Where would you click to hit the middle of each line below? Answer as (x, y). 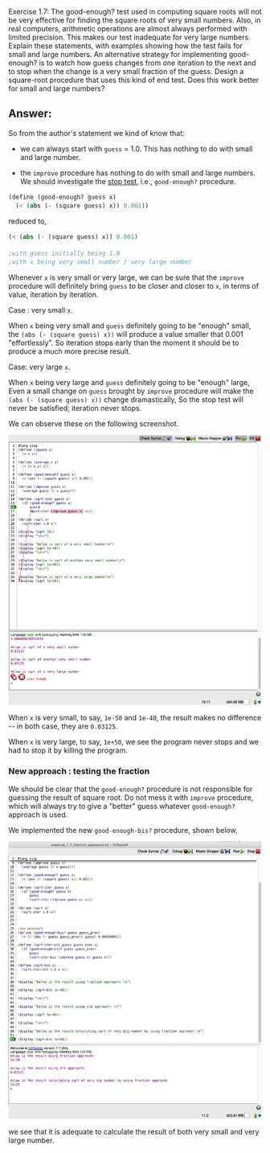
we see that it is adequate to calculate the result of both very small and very (134, 1132)
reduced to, (27, 221)
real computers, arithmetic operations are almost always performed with (128, 29)
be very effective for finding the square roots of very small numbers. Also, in (135, 20)
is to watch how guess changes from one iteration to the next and (147, 63)
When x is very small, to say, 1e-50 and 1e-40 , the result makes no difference (135, 718)
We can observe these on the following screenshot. (94, 424)
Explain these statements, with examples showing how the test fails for (125, 46)
